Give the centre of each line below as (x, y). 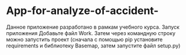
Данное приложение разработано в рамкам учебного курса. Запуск (93, 27)
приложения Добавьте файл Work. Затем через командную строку (91, 33)
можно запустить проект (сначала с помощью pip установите (84, 39)
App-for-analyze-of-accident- (82, 11)
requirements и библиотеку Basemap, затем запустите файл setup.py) (93, 46)
